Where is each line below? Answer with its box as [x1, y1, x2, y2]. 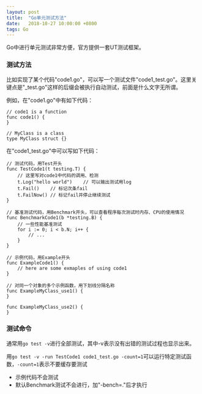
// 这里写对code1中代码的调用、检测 [17, 172, 99, 179]
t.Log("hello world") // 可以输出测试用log [17, 179, 132, 185]
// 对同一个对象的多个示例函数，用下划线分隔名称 [6, 282, 115, 288]
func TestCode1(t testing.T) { [6, 166, 86, 172]
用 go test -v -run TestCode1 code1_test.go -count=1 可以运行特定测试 [6, 352, 187, 360]
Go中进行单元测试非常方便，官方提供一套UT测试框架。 [6, 44, 145, 51]
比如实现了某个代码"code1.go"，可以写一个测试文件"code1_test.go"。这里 [6, 75, 192, 83]
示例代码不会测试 [15, 373, 59, 380]
